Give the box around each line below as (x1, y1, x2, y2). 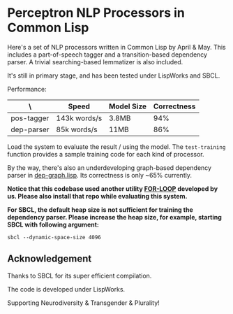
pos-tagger (10, 113, 50, 123)
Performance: (7, 85, 47, 93)
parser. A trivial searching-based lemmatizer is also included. (7, 57, 183, 66)
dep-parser (10, 124, 50, 134)
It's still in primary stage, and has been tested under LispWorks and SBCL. (7, 71, 220, 80)
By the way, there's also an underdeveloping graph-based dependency (7, 163, 211, 172)
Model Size (108, 101, 147, 111)
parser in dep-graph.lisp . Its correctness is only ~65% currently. (7, 171, 192, 179)
